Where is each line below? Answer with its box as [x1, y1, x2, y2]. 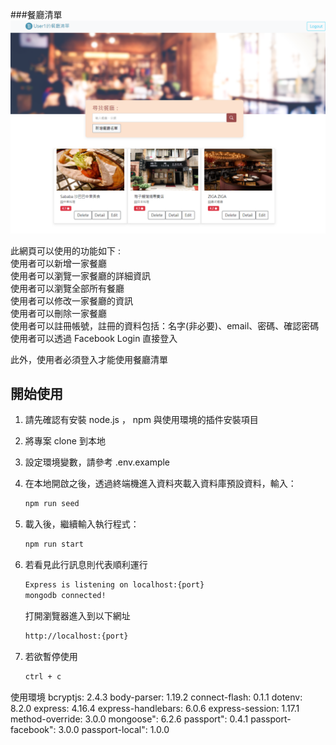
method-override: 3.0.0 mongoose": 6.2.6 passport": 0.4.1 [10, 713, 249, 725]
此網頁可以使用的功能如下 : [10, 244, 121, 257]
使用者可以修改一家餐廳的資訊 [10, 294, 133, 307]
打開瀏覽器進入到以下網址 [24, 609, 131, 622]
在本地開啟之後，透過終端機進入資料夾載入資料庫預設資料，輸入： [24, 478, 297, 490]
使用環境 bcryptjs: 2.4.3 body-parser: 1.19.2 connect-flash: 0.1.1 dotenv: [10, 691, 303, 703]
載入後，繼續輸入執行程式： [24, 518, 140, 530]
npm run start [24, 539, 84, 550]
